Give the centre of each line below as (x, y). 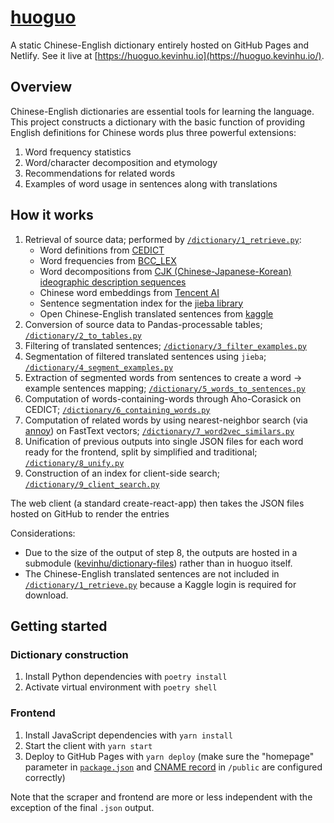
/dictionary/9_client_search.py (92, 484)
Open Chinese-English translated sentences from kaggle (156, 313)
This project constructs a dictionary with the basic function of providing (158, 122)
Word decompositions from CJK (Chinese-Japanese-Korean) (165, 271)
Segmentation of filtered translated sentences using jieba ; (145, 356)
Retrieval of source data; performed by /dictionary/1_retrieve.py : (163, 239)
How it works (52, 215)
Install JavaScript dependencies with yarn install (128, 735)
